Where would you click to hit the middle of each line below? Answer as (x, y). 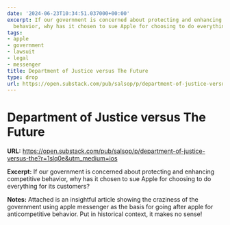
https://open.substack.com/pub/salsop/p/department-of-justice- (114, 151)
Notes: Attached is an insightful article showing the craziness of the (103, 200)
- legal (18, 58)
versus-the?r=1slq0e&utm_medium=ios (62, 158)
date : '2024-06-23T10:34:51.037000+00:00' (68, 13)
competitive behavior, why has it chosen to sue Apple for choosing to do (109, 179)
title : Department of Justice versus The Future (78, 71)
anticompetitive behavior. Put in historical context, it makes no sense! (105, 214)
